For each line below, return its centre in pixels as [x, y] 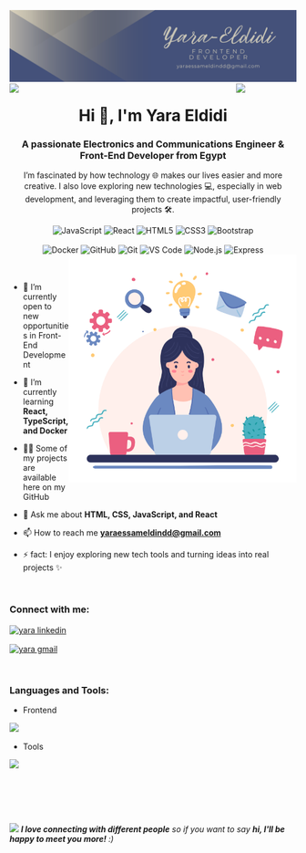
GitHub [36, 497]
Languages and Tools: [59, 691]
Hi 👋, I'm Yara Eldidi [153, 116]
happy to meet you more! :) [61, 839]
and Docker [45, 431]
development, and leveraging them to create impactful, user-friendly [153, 199]
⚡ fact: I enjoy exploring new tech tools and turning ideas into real [146, 555]
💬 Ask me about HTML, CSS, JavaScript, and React [120, 515]
